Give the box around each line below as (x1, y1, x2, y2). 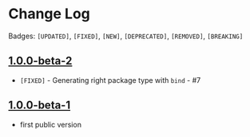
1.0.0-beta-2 (8, 54, 73, 68)
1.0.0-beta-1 (8, 99, 70, 112)
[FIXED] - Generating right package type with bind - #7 (19, 75, 201, 84)
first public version (19, 119, 82, 129)
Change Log (8, 5, 90, 23)
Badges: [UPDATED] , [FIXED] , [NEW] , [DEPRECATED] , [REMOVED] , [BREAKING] (8, 31, 244, 41)
